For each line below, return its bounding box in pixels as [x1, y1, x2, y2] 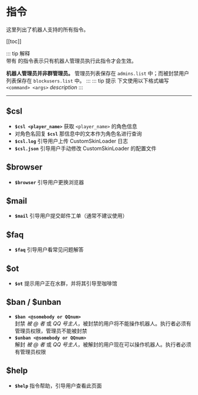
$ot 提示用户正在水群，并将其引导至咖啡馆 [14, 280, 118, 287]
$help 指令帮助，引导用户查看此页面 [14, 382, 102, 389]
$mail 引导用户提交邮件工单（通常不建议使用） [14, 213, 128, 220]
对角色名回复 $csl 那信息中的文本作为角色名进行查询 [14, 130, 143, 137]
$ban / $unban [6, 297, 62, 307]
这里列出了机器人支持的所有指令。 [6, 26, 89, 33]
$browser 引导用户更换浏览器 [14, 178, 84, 185]
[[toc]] [6, 38, 22, 45]
